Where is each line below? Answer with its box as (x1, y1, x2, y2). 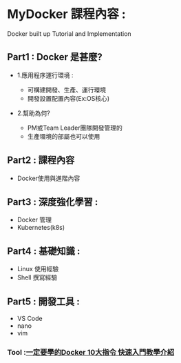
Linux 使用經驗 (17, 265, 59, 273)
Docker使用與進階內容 (17, 174, 81, 182)
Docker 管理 (17, 215, 52, 224)
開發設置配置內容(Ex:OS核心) (27, 94, 110, 102)
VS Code (17, 315, 43, 322)
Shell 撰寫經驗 (17, 273, 57, 282)
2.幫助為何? (17, 108, 50, 117)
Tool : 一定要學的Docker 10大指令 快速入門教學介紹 (7, 347, 175, 357)
